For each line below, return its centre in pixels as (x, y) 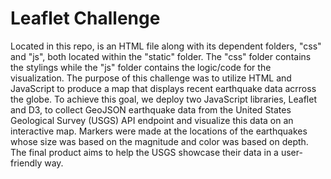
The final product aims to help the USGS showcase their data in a (144, 152)
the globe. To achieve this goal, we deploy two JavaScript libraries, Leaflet (163, 99)
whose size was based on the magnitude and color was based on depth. (159, 141)
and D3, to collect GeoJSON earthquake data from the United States (151, 109)
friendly (26, 163)
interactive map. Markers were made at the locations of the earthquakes (159, 131)
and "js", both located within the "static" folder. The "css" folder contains (161, 56)
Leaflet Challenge (85, 18)
